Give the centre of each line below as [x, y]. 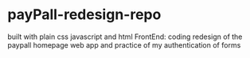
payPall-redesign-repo [84, 15]
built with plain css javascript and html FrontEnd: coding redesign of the [125, 37]
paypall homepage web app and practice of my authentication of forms [124, 44]
